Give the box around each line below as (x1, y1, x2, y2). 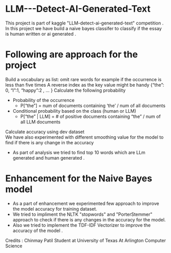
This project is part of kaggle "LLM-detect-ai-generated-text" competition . (5, 20, 164, 26)
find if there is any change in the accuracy (5, 139, 94, 145)
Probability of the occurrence (12, 97, 75, 103)
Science (5, 243, 22, 249)
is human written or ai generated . (5, 31, 77, 37)
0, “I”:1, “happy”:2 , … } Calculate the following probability (5, 87, 126, 93)
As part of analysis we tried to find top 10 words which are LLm (12, 149, 145, 156)
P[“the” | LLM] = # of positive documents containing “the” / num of (20, 113, 161, 119)
